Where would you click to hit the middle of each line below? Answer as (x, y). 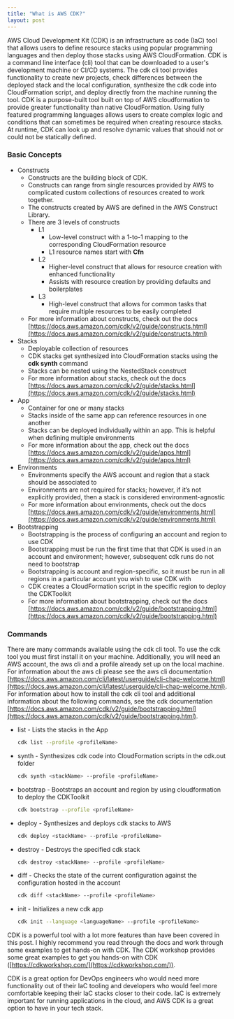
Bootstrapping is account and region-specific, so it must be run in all (126, 571)
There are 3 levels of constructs (74, 222)
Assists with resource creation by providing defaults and (130, 281)
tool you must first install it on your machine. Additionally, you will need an (114, 657)
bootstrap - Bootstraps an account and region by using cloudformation (119, 789)
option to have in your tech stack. (55, 1009)
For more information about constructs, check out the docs (112, 318)
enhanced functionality (82, 274)
